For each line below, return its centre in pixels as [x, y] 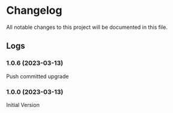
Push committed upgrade [38, 76]
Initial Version [23, 105]
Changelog [34, 11]
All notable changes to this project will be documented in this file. [87, 27]
